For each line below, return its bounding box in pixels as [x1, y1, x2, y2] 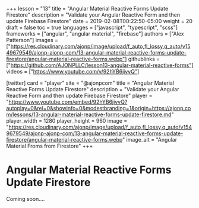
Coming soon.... [6, 195, 45, 202]
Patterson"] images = [6, 37, 58, 43]
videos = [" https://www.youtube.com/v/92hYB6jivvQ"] [6, 68, 140, 75]
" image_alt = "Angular [122, 136, 177, 143]
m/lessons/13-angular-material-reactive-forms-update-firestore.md [6, 111, 172, 118]
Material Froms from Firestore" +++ [6, 142, 93, 149]
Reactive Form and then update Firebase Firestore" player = [6, 92, 153, 99]
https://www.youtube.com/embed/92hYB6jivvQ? [8, 98, 128, 105]
